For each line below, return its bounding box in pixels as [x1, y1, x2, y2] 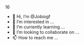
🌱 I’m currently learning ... [12, 24, 65, 30]
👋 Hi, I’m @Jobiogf [12, 14, 51, 19]
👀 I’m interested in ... [12, 19, 54, 24]
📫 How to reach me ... [12, 35, 58, 41]
